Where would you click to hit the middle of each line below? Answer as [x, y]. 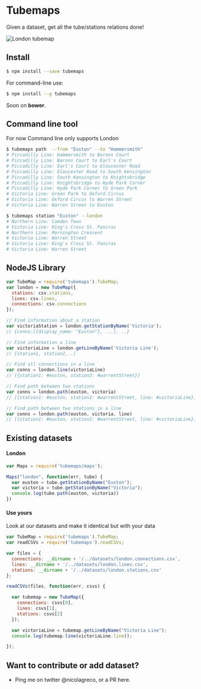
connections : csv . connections [49, 304]
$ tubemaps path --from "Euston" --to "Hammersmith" [75, 149]
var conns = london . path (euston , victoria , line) [69, 414]
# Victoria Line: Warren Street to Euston [60, 205]
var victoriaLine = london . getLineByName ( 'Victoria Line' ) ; [83, 348]
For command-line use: [35, 83]
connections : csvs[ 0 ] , [45, 603]
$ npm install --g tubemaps [41, 93]
